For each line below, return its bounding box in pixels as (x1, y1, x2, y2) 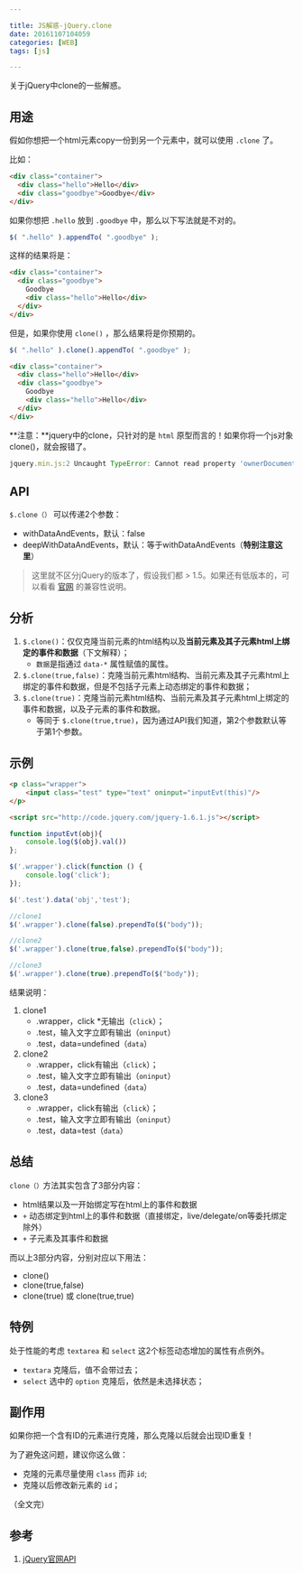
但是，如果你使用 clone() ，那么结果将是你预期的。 (9, 327, 200, 339)
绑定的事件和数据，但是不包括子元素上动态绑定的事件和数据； (22, 681, 252, 692)
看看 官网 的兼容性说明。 (39, 582, 132, 592)
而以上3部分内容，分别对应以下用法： (9, 1252, 149, 1262)
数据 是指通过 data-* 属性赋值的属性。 (35, 658, 174, 669)
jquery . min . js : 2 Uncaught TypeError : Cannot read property (9, 459, 236, 468)
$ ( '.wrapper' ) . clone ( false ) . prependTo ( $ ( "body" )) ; (9, 920, 204, 929)
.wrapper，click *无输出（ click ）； (35, 1015, 165, 1026)
